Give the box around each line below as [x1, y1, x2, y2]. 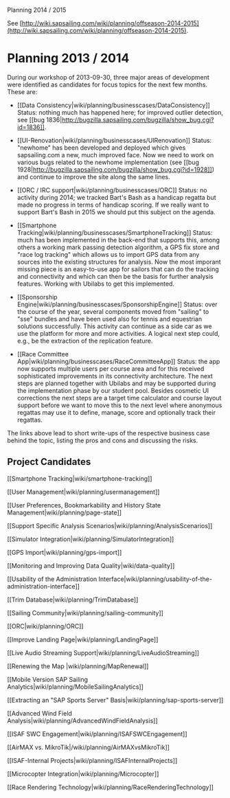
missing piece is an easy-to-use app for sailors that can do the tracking [16, 264, 220, 273]
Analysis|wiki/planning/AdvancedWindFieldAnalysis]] [7, 716, 158, 725]
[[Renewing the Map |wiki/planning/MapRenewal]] [7, 662, 149, 670]
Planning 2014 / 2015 [7, 6, 67, 14]
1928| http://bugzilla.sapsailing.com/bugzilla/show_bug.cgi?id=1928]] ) [16, 165, 215, 174]
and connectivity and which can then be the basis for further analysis [16, 272, 214, 280]
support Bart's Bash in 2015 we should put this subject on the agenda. [16, 207, 216, 216]
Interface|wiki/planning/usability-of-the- [98, 575, 213, 583]
